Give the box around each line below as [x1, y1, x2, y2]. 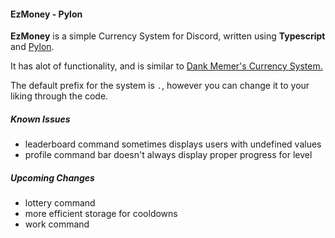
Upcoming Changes [10, 171, 95, 184]
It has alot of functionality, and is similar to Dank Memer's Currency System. [10, 60, 323, 72]
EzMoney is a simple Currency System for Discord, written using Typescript [10, 30, 326, 42]
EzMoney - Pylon [10, 8, 83, 20]
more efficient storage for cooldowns [24, 208, 178, 220]
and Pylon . [10, 41, 55, 53]
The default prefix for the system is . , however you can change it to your [10, 80, 310, 92]
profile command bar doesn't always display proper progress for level [24, 149, 313, 161]
